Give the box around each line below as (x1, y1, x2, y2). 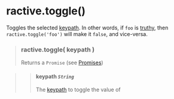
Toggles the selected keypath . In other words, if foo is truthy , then (6, 24, 169, 31)
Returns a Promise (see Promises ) (20, 59, 103, 67)
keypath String (35, 73, 75, 80)
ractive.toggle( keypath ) (20, 45, 94, 53)
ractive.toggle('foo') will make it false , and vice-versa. (6, 30, 148, 37)
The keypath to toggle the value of (35, 86, 121, 94)
